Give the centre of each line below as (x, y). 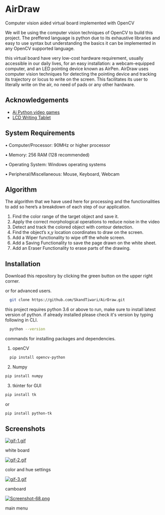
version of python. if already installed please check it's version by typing (79, 315)
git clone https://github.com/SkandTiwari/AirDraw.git (67, 300)
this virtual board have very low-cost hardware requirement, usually (74, 58)
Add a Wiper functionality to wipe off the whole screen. (69, 238)
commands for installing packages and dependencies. (60, 338)
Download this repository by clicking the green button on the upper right (79, 276)
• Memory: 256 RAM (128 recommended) (48, 155)
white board (17, 450)
